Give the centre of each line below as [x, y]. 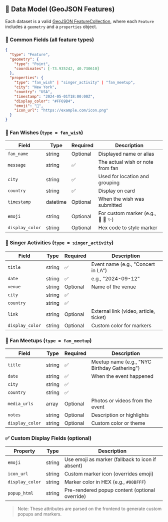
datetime [56, 202]
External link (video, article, [123, 311]
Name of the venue [114, 287]
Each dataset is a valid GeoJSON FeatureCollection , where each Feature [79, 21]
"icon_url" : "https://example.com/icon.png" [61, 111]
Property [24, 451]
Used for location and [123, 177]
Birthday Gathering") [115, 368]
